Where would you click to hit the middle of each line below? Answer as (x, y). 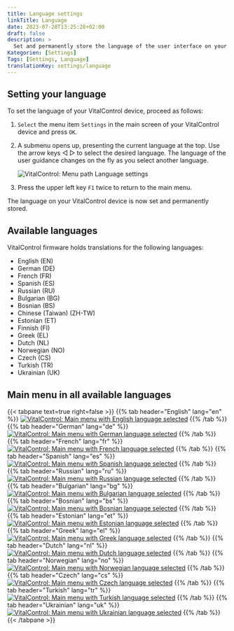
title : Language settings (45, 14)
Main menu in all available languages (89, 395)
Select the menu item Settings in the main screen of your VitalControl (118, 125)
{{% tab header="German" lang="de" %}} (68, 427)
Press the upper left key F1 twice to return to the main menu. (105, 188)
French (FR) (34, 276)
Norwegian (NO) (41, 350)
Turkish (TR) (35, 366)
